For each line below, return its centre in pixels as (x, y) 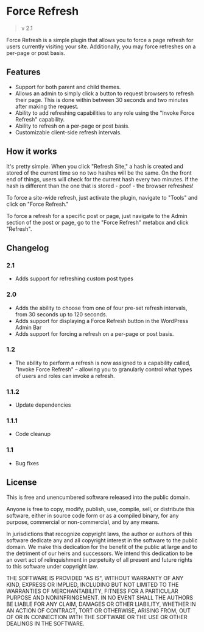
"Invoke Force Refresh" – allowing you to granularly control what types (104, 369)
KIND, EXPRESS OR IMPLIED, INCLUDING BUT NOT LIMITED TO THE (93, 584)
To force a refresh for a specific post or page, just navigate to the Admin (97, 216)
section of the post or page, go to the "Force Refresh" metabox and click (97, 222)
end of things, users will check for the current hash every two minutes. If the (102, 179)
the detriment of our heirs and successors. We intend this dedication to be (100, 553)
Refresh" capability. (40, 119)
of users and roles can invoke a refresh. (65, 376)
